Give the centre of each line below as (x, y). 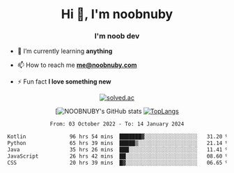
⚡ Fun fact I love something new (64, 82)
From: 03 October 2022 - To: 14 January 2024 (117, 124)
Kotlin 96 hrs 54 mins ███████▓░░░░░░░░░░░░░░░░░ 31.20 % (118, 137)
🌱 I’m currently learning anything (65, 51)
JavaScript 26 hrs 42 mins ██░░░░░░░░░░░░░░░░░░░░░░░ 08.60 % (118, 156)
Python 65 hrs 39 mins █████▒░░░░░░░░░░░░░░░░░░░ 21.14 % (118, 143)
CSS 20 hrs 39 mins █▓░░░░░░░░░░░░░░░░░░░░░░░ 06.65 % (118, 163)
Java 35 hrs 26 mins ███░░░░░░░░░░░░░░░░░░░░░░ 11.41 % (118, 150)
